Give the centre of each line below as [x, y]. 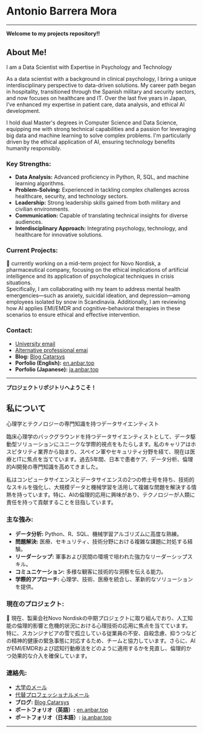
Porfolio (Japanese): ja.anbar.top [57, 369]
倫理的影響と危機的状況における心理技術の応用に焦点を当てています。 [104, 626]
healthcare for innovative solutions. [59, 235]
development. [23, 110]
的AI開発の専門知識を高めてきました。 [54, 467]
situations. [19, 283]
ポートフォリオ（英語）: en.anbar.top [62, 710]
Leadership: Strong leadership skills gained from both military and [98, 203]
